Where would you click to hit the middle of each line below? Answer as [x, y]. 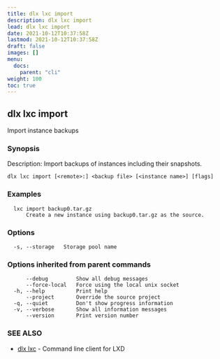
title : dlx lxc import [40, 14]
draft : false [26, 46]
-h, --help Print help [61, 291]
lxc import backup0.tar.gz [53, 209]
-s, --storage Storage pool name [65, 247]
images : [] [23, 53]
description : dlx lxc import [50, 20]
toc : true [22, 85]
